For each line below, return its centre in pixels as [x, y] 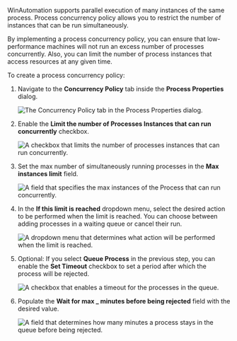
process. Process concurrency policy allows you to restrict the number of [114, 18]
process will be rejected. [53, 274]
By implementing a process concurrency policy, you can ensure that [106, 39]
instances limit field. [48, 174]
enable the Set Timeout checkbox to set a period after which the [112, 266]
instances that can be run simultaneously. [68, 25]
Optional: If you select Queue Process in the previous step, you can [116, 259]
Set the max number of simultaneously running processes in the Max [118, 166]
